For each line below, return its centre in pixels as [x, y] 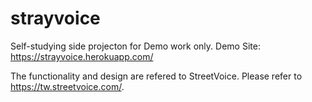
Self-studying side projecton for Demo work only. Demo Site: [135, 46]
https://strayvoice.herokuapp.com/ [82, 56]
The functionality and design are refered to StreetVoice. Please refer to [156, 76]
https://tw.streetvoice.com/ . [67, 86]
